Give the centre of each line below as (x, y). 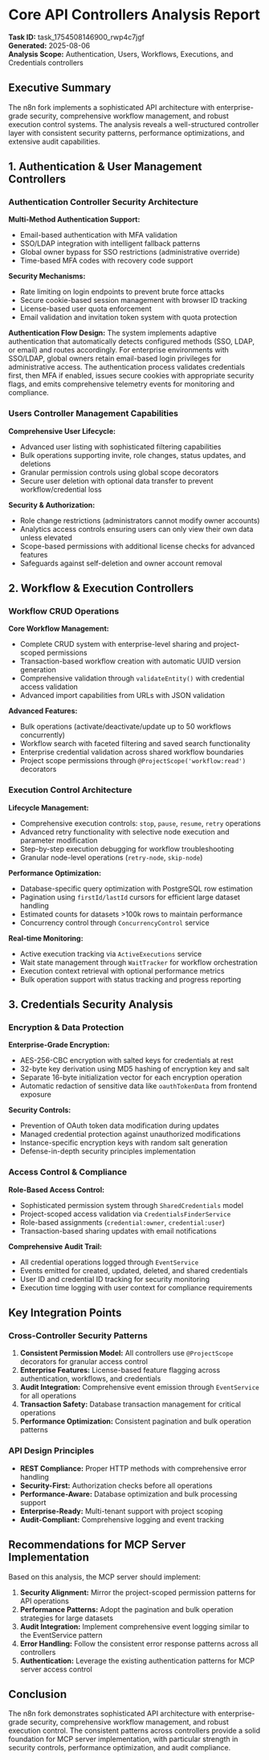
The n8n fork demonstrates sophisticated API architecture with (112, 1713)
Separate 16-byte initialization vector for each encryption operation (131, 1077)
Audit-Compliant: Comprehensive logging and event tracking (122, 1519)
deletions (35, 463)
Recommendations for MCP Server (97, 1545)
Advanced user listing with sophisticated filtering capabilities (121, 447)
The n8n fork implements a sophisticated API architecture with (112, 107)
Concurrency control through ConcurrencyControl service (115, 922)
